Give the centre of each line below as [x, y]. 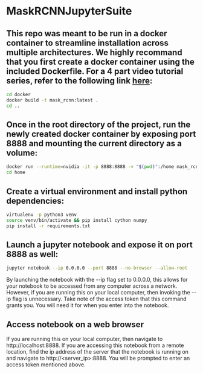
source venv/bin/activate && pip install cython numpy [77, 220]
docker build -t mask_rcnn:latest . [52, 100]
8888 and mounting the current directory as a [94, 144]
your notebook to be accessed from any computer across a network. [92, 286]
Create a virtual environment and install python [97, 191]
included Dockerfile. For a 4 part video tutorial [95, 71]
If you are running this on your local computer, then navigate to [85, 339]
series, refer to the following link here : [79, 81]
